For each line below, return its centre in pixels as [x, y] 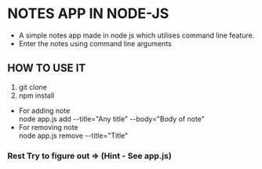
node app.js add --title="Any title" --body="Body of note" [112, 119]
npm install [36, 95]
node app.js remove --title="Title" [73, 135]
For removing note [49, 127]
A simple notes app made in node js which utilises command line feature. [136, 35]
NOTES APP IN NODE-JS [88, 14]
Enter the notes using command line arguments [95, 43]
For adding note [44, 110]
